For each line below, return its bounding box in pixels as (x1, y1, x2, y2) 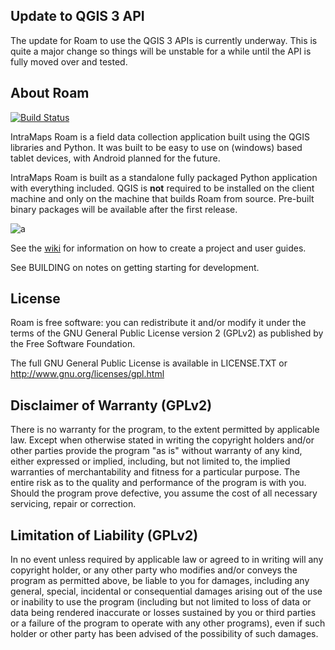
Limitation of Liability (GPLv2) (10, 527, 199, 544)
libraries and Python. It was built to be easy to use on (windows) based (10, 141, 303, 153)
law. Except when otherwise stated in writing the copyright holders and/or (10, 434, 315, 446)
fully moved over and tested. (10, 55, 128, 68)
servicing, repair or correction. (10, 498, 137, 510)
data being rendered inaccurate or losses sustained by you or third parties (10, 607, 317, 619)
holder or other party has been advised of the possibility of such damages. (10, 628, 319, 640)
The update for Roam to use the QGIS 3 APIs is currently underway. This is (10, 34, 318, 46)
